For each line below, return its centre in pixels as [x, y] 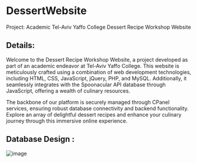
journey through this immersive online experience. [67, 121]
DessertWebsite [46, 11]
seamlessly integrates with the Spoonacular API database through [86, 84]
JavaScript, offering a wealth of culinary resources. [68, 91]
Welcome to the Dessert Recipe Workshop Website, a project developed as [97, 59]
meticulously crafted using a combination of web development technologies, [99, 72]
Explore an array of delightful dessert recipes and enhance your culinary [94, 114]
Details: [21, 45]
